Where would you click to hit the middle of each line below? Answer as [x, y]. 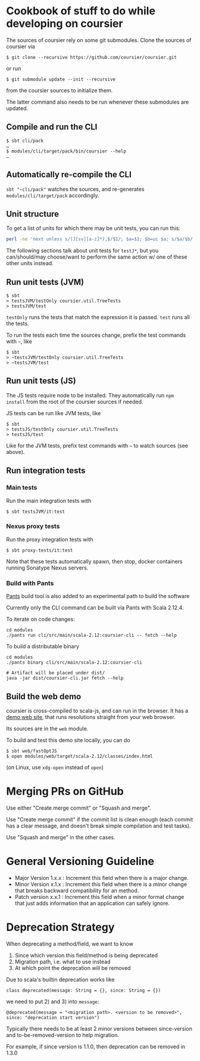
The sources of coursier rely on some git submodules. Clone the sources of [99, 40]
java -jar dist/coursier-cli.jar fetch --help [65, 678]
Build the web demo [44, 696]
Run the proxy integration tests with [50, 539]
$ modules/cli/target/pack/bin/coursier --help [66, 151]
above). [15, 452]
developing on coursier [65, 24]
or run [14, 68]
